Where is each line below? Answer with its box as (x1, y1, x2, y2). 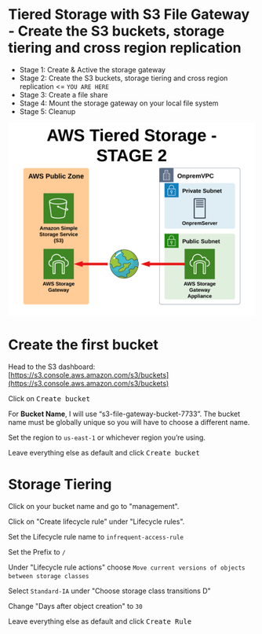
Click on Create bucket (8, 394, 90, 404)
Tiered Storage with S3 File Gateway (8, 6, 250, 24)
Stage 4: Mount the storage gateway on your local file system (19, 98, 219, 108)
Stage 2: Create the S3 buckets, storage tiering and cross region (19, 73, 228, 83)
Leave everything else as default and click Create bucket (8, 448, 200, 458)
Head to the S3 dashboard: (8, 362, 96, 371)
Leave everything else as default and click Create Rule (8, 616, 192, 626)
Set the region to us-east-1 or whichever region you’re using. (8, 433, 206, 442)
